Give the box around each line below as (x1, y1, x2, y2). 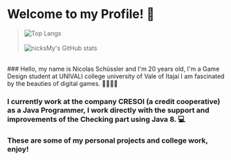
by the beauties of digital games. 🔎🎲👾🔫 (7, 79, 118, 87)
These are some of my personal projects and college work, (7, 135, 208, 145)
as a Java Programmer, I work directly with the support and (7, 105, 210, 115)
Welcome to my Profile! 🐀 (7, 6, 155, 22)
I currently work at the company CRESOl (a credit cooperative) (7, 96, 221, 106)
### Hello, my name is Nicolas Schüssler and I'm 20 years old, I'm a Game (7, 64, 220, 73)
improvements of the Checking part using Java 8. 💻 (7, 114, 185, 124)
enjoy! (7, 144, 29, 154)
